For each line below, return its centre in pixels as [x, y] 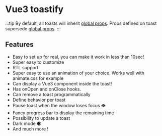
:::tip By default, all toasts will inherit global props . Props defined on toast [81, 23]
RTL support [25, 67]
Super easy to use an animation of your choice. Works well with [78, 73]
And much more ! [30, 129]
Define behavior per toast [39, 100]
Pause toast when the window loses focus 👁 [59, 105]
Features [19, 45]
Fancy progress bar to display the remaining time [63, 113]
